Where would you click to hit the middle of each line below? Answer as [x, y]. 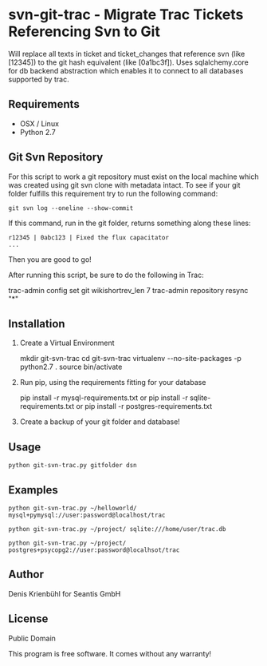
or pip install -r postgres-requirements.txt [144, 406]
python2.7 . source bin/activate [71, 367]
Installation [37, 324]
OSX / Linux [39, 123]
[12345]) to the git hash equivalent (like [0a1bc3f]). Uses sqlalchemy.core [129, 62]
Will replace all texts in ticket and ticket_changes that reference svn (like [127, 54]
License [28, 619]
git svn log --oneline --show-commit [71, 208]
